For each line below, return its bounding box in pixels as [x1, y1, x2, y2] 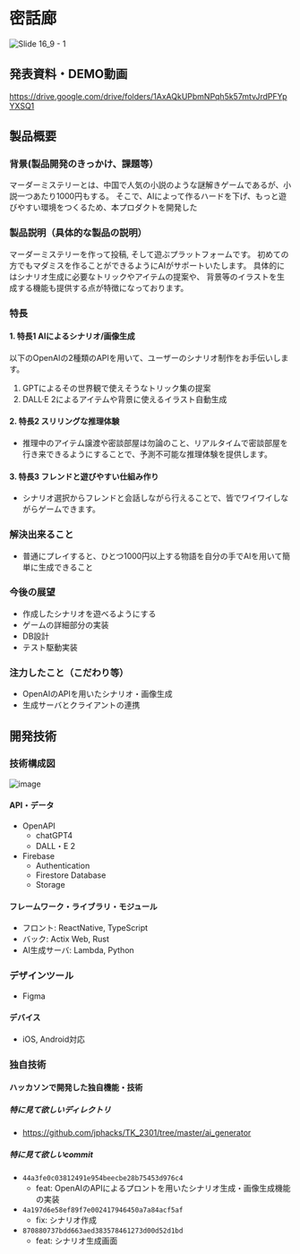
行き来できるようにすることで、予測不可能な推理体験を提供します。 [21, 449, 273, 460]
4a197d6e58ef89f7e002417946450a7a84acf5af [21, 1206, 184, 1215]
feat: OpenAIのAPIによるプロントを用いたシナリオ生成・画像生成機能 [35, 1183, 291, 1194]
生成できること [38, 562, 94, 572]
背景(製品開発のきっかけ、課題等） [9, 158, 159, 170]
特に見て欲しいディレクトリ [9, 1104, 112, 1115]
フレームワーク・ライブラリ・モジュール [9, 901, 159, 912]
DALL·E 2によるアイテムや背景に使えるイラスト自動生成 [21, 393, 227, 404]
